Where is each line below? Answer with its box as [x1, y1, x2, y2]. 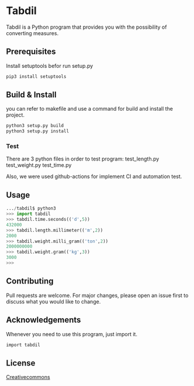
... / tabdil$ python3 [6, 206, 57, 211]
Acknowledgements [6, 315, 81, 325]
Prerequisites [6, 47, 56, 57]
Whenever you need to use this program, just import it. [6, 330, 137, 337]
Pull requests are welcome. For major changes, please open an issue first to [6, 292, 189, 299]
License [6, 358, 36, 368]
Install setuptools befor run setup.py [6, 62, 93, 69]
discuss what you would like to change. [6, 298, 101, 305]
